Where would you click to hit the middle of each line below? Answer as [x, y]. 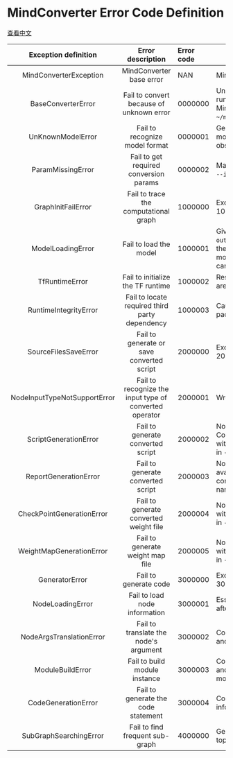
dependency [146, 322]
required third [146, 305]
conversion [146, 173]
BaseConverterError [63, 103]
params [147, 182]
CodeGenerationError [63, 703]
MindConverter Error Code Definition [115, 13]
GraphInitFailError [63, 207]
